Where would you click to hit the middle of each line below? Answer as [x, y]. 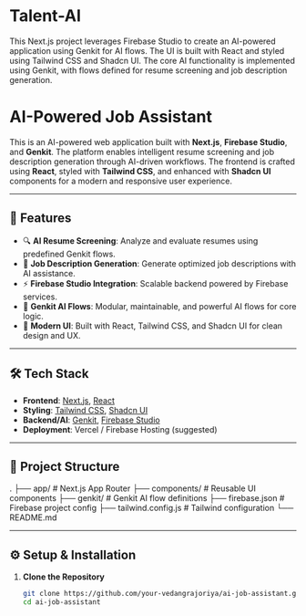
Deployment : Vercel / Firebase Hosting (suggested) [120, 429]
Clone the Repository [63, 577]
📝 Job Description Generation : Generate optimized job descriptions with [159, 263]
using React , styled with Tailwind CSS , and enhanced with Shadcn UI [140, 171]
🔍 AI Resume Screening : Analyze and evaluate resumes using [140, 240]
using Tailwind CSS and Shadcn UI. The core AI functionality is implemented [153, 60]
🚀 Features [41, 219]
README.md [33, 517]
